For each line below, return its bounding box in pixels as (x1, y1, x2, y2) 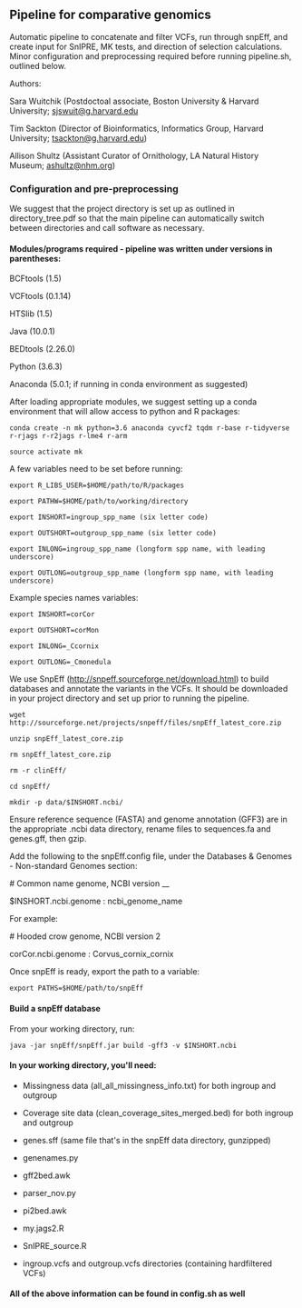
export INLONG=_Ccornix (9, 642, 100, 651)
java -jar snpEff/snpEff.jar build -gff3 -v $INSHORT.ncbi (9, 1041, 238, 1050)
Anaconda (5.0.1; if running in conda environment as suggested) (9, 379, 248, 390)
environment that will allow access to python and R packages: (9, 406, 240, 417)
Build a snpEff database (9, 1003, 102, 1013)
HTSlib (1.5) (9, 308, 53, 319)
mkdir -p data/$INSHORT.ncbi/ (9, 798, 124, 807)
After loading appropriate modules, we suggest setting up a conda (9, 396, 258, 407)
